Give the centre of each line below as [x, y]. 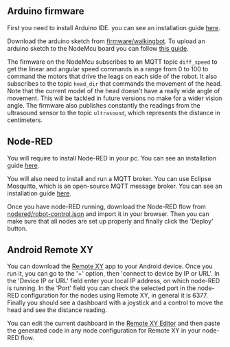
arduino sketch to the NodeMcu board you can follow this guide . [98, 48]
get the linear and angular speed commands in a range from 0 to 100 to [108, 69]
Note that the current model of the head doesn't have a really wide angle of [114, 91]
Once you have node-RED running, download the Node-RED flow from [106, 206]
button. [17, 228]
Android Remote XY [50, 250]
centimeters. [25, 120]
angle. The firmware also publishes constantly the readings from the [104, 105]
